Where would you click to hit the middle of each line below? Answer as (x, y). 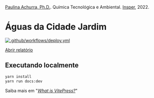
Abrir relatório (19, 50)
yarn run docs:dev (24, 81)
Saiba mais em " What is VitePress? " (41, 91)
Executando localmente (42, 65)
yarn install (18, 76)
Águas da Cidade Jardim (56, 27)
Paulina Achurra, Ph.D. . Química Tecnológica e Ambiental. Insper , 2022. (77, 7)
